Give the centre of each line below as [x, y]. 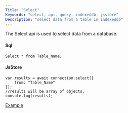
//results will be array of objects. [45, 91]
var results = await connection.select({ [50, 78]
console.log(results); [29, 96]
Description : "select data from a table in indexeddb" [64, 19]
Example [14, 105]
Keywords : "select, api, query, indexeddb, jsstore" [62, 15]
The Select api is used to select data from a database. [61, 34]
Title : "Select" [22, 10]
